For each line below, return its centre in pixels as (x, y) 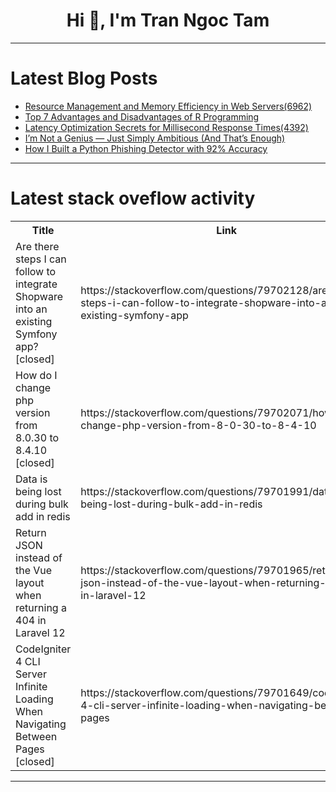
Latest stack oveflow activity (133, 198)
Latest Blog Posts (84, 78)
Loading (34, 699)
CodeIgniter (43, 649)
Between (36, 736)
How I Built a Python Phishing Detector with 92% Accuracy (146, 148)
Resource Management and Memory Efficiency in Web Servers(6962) (168, 106)
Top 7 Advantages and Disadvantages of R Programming (142, 116)
